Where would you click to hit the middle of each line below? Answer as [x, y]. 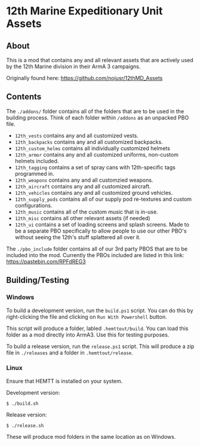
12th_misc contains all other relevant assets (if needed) [82, 218]
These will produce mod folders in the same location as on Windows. [91, 436]
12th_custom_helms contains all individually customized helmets [92, 148]
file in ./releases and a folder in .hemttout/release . [70, 352]
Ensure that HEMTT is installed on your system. [64, 381]
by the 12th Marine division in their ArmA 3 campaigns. [73, 66]
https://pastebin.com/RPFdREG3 [46, 261]
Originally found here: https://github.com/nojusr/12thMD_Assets [84, 78]
